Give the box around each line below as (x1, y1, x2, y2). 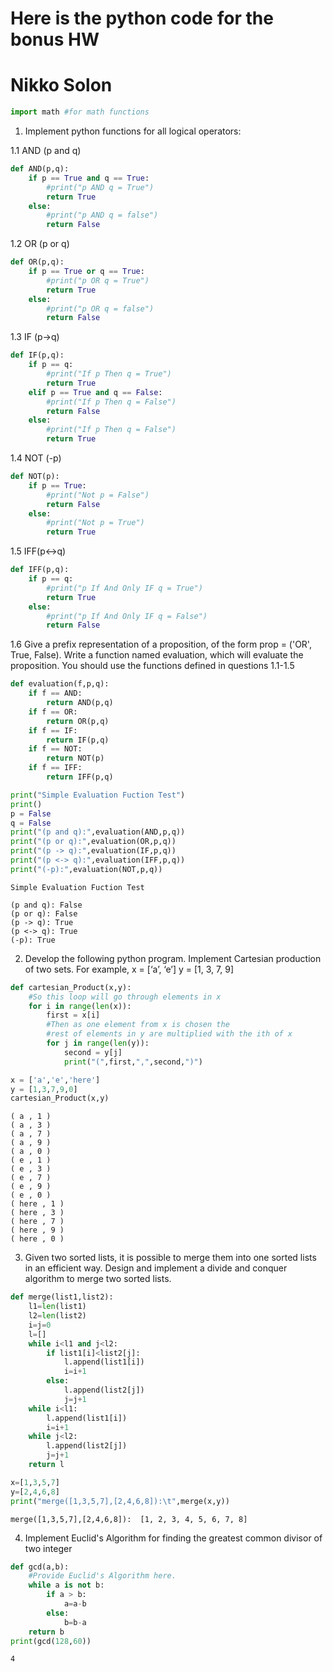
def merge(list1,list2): (10, 1292, 114, 1302)
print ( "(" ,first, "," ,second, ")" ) (63, 1057, 203, 1067)
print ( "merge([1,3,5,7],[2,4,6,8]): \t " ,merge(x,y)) (10, 1496, 230, 1506)
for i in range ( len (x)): (28, 1001, 132, 1011)
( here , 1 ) (10, 1199, 65, 1209)
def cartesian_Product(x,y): (10, 982, 132, 992)
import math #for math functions (10, 107, 150, 117)
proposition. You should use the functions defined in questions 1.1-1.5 (10, 660, 295, 672)
